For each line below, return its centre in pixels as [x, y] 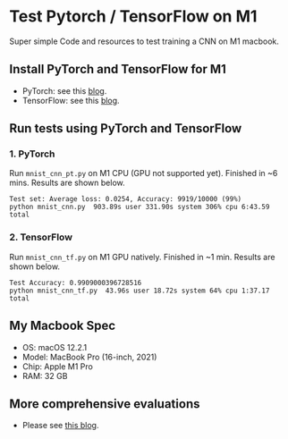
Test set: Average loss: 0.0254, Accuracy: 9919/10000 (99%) [126, 199]
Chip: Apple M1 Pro [58, 366]
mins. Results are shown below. [67, 183]
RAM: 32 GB [45, 376]
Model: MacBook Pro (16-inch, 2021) [89, 357]
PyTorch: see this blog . [64, 90]
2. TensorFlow [41, 237]
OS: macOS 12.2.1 [55, 347]
